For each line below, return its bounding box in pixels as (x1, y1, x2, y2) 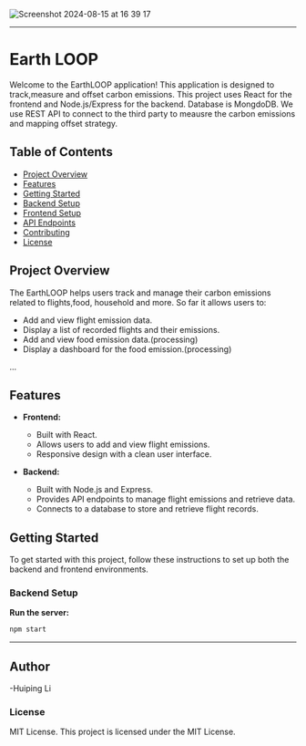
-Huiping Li (9, 683, 52, 694)
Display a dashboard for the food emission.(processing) (22, 343, 232, 355)
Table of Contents (9, 144, 114, 160)
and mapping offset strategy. (9, 118, 118, 129)
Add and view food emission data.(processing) (22, 334, 199, 345)
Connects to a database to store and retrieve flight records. (36, 503, 260, 514)
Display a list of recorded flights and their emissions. (22, 324, 220, 335)
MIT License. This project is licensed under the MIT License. (9, 726, 236, 738)
